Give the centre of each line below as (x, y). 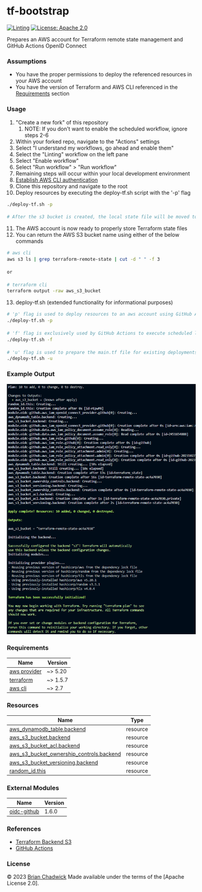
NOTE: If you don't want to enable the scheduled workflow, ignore (106, 129)
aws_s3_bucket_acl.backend (45, 746)
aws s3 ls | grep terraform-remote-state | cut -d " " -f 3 (84, 260)
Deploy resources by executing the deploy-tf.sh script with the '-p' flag (103, 192)
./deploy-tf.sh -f (30, 340)
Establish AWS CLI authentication (57, 180)
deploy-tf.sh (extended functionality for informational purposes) (94, 302)
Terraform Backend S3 (43, 842)
